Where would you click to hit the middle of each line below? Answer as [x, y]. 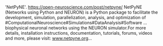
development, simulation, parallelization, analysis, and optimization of [76, 17]
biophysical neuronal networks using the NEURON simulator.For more [76, 28]
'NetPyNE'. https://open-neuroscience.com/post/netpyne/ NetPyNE [74, 7]
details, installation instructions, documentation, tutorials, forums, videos [79, 33]
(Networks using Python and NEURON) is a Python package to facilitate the [81, 12]
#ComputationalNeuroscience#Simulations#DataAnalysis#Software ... [76, 23]
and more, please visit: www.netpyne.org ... [49, 38]
